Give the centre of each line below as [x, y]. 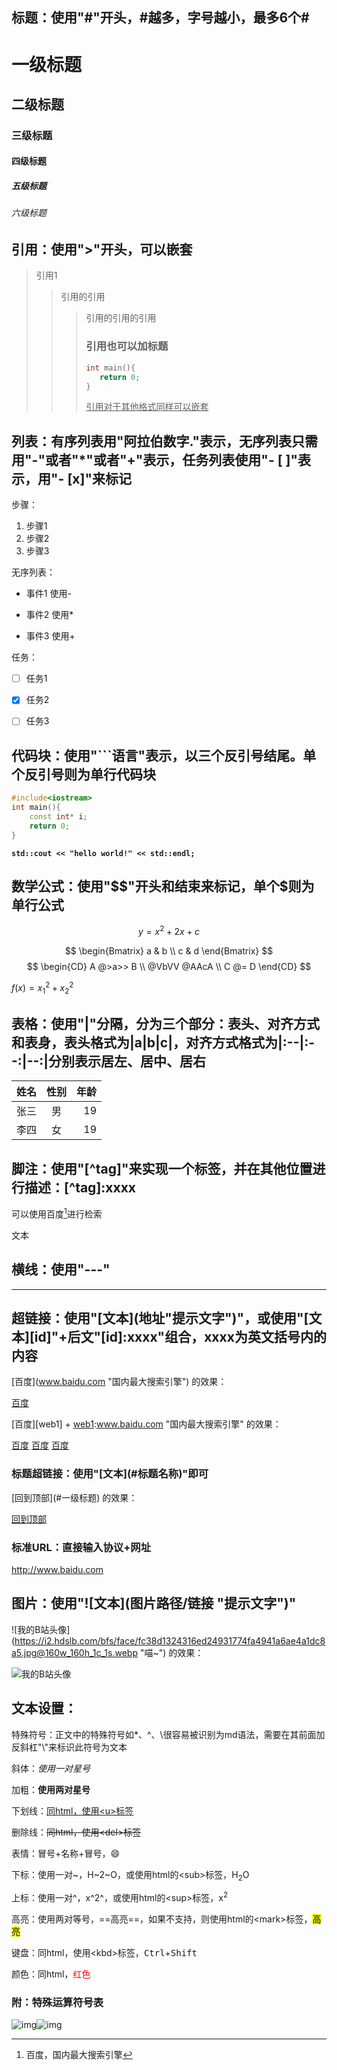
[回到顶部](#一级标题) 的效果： [74, 1497]
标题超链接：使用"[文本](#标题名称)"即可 [110, 1474]
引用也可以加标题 [127, 346]
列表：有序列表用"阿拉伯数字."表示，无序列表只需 [165, 441]
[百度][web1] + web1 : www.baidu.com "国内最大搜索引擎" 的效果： [146, 1424]
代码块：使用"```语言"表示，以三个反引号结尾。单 [164, 755]
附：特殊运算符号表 [57, 2003]
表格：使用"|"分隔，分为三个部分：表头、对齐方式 [165, 1023]
